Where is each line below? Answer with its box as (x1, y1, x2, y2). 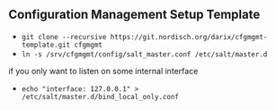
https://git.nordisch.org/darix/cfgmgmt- (110, 32, 268, 41)
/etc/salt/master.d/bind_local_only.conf (21, 92, 179, 101)
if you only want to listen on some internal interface (8, 65, 199, 76)
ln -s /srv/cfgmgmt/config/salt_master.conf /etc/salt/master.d (21, 49, 268, 59)
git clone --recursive (21, 32, 107, 41)
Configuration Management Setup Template (8, 7, 261, 22)
